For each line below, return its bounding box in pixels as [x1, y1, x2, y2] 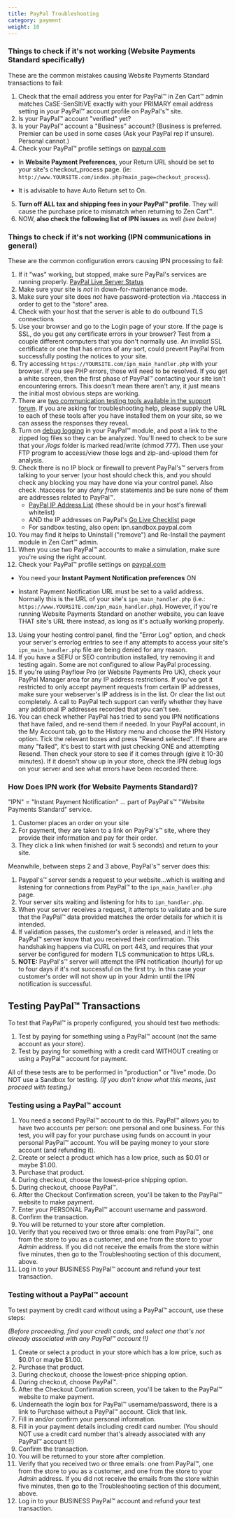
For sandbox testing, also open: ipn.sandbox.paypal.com [28, 523, 192, 531]
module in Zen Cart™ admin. [17, 537, 99, 546]
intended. [17, 920, 46, 929]
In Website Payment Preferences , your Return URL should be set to [17, 157, 215, 166]
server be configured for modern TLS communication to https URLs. [17, 950, 215, 959]
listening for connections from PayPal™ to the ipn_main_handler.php [17, 883, 213, 892]
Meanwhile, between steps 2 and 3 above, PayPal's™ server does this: [8, 862, 211, 871]
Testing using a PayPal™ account [8, 1100, 122, 1110]
